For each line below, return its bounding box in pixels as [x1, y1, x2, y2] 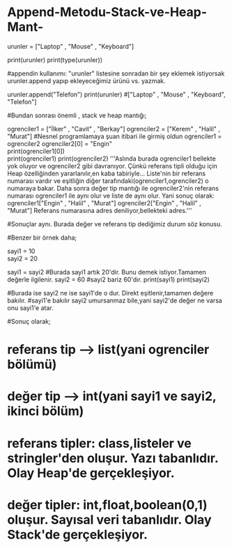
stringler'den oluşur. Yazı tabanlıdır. [7, 450, 219, 466]
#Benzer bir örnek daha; [7, 233, 77, 242]
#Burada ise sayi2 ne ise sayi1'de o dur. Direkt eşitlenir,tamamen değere [7, 288, 214, 297]
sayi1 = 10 [7, 247, 36, 255]
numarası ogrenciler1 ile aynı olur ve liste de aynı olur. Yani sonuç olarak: [7, 191, 215, 200]
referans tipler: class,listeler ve [7, 435, 192, 451]
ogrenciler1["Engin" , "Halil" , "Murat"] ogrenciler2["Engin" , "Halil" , [7, 198, 202, 207]
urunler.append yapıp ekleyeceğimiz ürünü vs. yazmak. [7, 76, 166, 85]
